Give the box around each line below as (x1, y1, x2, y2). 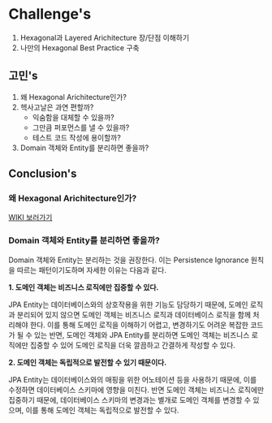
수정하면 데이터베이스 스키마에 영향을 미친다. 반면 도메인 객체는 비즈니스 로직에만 (8, 385, 265, 395)
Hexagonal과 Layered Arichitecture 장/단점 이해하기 (19, 32, 189, 42)
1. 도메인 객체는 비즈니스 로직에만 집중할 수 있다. (8, 282, 159, 292)
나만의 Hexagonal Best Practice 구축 (19, 42, 140, 53)
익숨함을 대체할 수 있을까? (32, 112, 115, 122)
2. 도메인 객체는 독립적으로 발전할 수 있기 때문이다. (8, 357, 167, 367)
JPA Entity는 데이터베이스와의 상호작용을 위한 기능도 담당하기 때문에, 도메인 (8, 300, 248, 309)
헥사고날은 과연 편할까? (19, 102, 94, 112)
